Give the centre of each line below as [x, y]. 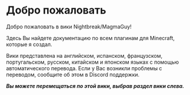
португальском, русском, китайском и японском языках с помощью [93, 62]
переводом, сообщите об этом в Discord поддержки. [73, 74]
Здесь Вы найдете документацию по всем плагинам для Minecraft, [90, 38]
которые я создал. [29, 44]
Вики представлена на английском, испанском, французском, [84, 55]
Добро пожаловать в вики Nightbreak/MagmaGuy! [69, 27]
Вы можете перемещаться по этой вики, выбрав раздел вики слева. [95, 86]
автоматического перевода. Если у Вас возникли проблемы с [84, 68]
